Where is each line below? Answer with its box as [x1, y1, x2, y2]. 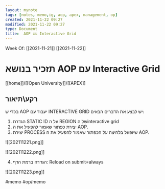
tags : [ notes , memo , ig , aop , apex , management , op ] [5, 12, 117, 17]
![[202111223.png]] [5, 169, 45, 175]
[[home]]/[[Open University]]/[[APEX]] [5, 80, 86, 86]
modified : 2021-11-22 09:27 [5, 21, 65, 27]
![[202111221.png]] [5, 139, 44, 145]
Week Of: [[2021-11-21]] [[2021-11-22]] [5, 45, 86, 51]
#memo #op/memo [5, 178, 46, 184]
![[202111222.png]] [5, 149, 45, 155]
